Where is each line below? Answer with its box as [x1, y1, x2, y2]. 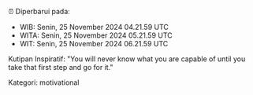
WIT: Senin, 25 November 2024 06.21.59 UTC [19, 39, 169, 48]
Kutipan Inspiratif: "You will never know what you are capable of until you [8, 54, 246, 64]
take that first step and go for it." [8, 63, 113, 71]
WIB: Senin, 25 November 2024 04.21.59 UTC [19, 23, 169, 31]
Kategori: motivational [8, 78, 80, 87]
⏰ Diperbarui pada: [8, 7, 71, 16]
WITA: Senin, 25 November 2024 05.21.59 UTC [19, 31, 173, 40]
